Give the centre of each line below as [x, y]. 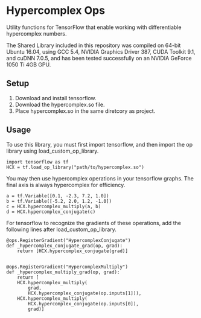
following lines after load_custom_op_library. [61, 229]
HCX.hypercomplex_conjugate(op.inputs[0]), [83, 304]
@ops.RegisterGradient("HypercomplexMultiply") [67, 267]
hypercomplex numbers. [37, 33]
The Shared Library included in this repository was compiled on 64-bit [94, 45]
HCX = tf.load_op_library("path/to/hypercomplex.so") [75, 167]
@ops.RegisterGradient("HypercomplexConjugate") [69, 240]
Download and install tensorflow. [56, 98]
